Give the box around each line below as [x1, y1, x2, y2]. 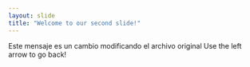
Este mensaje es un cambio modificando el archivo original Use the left [8, 41, 242, 50]
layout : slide [8, 11, 56, 20]
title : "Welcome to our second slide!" [8, 19, 141, 27]
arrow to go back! [8, 49, 66, 59]
